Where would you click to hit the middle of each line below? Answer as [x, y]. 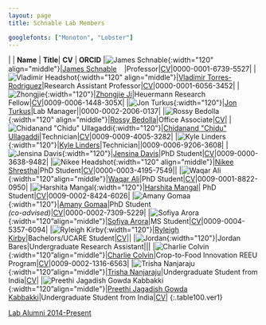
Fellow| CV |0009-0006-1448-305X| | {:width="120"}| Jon [123, 103]
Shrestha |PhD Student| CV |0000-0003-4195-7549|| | [95, 170]
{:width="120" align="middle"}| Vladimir [141, 77]
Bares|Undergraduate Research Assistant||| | [82, 247]
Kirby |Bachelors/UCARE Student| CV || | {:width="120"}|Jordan [125, 238]
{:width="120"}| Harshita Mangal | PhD [155, 187]
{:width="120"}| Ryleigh [141, 230]
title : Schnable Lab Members [57, 23]
